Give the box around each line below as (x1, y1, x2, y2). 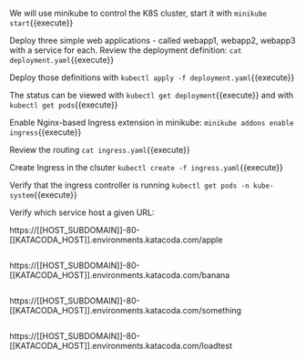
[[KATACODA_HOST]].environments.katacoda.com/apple (9, 234, 223, 245)
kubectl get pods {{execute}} (9, 99, 118, 110)
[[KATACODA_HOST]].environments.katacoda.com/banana (9, 270, 230, 281)
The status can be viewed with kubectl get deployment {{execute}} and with (9, 90, 294, 100)
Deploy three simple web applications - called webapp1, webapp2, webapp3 (9, 36, 296, 46)
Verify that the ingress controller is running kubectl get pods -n (9, 179, 250, 190)
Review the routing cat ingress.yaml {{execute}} (9, 145, 191, 155)
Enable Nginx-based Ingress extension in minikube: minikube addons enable (9, 118, 294, 128)
